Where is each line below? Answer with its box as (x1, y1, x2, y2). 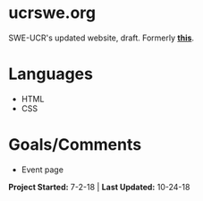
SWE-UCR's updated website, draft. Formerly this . (8, 32, 194, 43)
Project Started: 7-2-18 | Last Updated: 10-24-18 (8, 181, 190, 192)
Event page (21, 164, 64, 175)
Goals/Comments (8, 135, 142, 155)
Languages (8, 64, 93, 84)
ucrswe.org (8, 3, 97, 23)
